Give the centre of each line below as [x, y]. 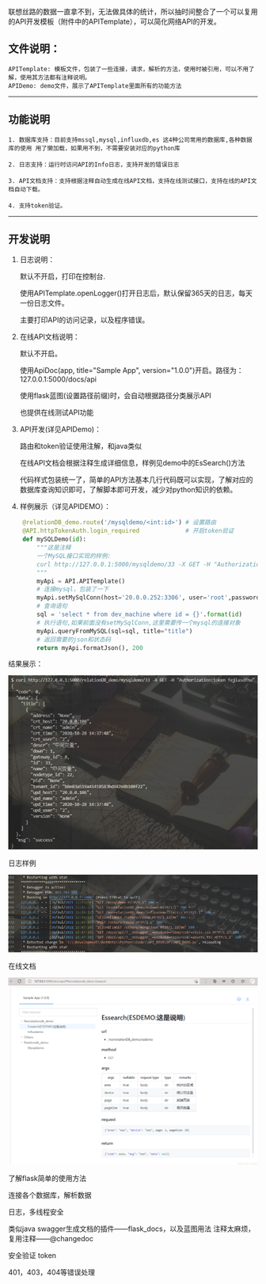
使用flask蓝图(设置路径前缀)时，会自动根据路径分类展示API [115, 396]
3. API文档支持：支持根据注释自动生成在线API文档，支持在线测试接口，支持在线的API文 [133, 180]
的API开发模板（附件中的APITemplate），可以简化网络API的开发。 [114, 21]
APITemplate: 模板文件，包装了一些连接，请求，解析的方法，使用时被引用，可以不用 [129, 69]
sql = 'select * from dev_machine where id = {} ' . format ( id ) [140, 615]
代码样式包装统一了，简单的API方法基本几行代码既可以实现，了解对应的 [136, 480]
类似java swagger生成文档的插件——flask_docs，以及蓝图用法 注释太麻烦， [132, 1229]
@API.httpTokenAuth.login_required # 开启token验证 [128, 531]
